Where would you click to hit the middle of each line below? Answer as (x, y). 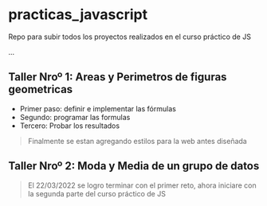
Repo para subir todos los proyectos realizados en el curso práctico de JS (130, 37)
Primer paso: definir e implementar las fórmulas (98, 108)
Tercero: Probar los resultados (70, 126)
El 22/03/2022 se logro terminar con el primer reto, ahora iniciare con (142, 185)
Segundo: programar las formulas (75, 117)
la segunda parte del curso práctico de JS (96, 193)
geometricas (41, 89)
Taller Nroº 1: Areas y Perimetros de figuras (118, 77)
